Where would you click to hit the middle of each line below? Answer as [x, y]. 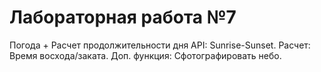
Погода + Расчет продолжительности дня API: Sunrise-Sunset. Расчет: [160, 45]
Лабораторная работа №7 [123, 17]
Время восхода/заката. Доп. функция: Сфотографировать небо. [145, 55]
